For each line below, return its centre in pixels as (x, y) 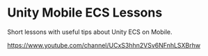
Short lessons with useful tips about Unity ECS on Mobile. (90, 32)
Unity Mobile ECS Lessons (85, 13)
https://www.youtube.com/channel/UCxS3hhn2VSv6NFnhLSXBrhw (104, 45)
